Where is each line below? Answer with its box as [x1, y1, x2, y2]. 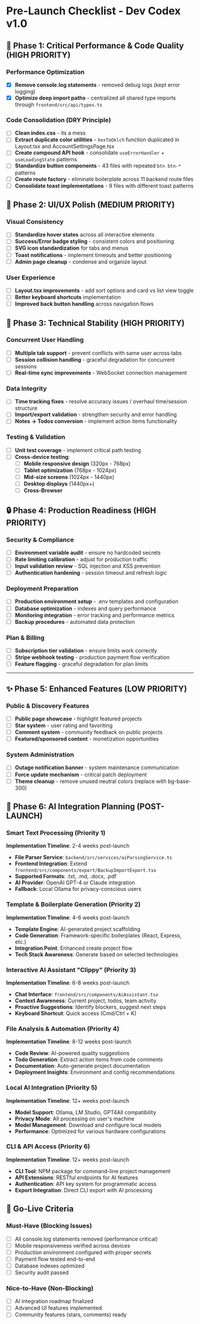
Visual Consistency [6, 217, 64, 226]
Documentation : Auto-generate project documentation [14, 1062, 151, 1070]
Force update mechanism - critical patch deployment [14, 770, 147, 778]
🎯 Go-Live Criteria [6, 1204, 74, 1214]
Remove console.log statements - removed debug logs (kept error [14, 81, 180, 88]
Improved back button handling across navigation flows [14, 300, 154, 307]
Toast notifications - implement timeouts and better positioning [14, 251, 171, 259]
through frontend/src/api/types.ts [14, 101, 103, 108]
